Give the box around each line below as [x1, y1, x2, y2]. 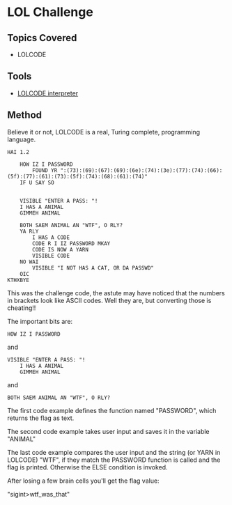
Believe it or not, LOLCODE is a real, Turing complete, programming [7, 127, 201, 136]
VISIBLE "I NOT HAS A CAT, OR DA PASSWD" [32, 264, 155, 272]
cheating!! [7, 304, 36, 312]
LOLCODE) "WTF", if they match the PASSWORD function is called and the [7, 456, 221, 464]
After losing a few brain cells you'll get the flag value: [7, 476, 160, 485]
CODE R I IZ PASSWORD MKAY [32, 240, 111, 247]
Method [7, 109, 42, 121]
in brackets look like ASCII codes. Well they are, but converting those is [7, 296, 212, 304]
